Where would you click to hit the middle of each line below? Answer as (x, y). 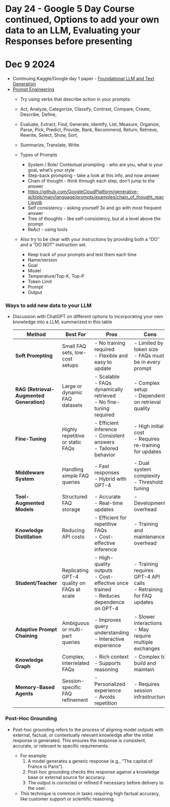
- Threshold (148, 482)
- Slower (144, 617)
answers (104, 442)
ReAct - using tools (48, 230)
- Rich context (112, 657)
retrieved (105, 396)
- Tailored (106, 449)
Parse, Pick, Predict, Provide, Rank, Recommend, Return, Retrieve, (89, 130)
